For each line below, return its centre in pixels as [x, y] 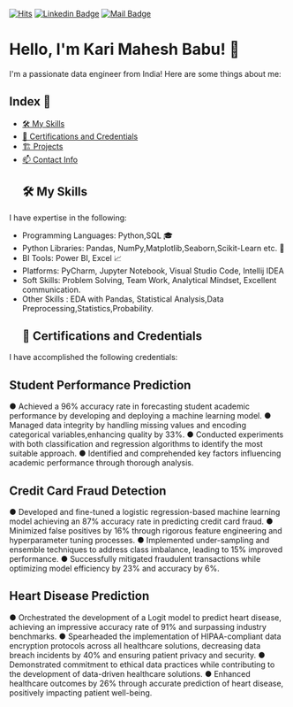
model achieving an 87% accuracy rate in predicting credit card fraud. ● [141, 521]
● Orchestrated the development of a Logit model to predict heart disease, [146, 617]
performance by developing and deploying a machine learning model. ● [140, 416]
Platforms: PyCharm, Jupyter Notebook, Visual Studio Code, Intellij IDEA [153, 271]
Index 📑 [30, 102]
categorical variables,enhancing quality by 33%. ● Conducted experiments [146, 434]
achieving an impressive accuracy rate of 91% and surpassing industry [138, 626]
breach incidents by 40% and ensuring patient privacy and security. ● [138, 655]
